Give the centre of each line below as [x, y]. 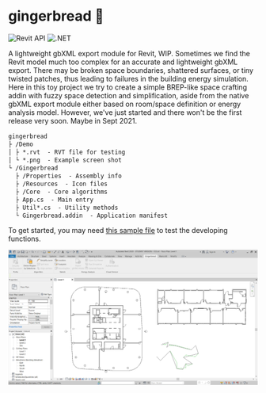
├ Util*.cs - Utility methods [67, 208]
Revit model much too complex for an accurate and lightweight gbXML [123, 62]
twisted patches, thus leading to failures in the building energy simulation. [129, 78]
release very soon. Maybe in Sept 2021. [73, 120]
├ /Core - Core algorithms [62, 192]
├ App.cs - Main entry [54, 200]
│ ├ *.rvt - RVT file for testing [67, 152]
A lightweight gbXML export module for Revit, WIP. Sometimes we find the [129, 53]
